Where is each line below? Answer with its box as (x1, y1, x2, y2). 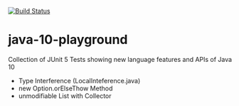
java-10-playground (8, 32, 128, 48)
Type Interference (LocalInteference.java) (18, 76, 141, 85)
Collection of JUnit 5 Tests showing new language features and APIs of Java (8, 55, 233, 63)
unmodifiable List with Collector (18, 91, 112, 100)
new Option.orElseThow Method (18, 84, 113, 92)
